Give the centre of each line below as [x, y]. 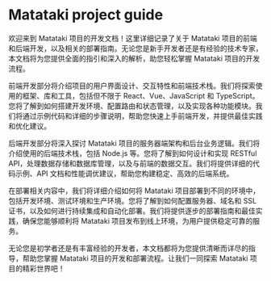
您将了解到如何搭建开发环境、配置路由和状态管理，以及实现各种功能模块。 [132, 106]
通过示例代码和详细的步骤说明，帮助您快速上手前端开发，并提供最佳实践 [142, 115]
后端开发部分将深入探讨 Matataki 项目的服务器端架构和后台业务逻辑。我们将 [134, 143]
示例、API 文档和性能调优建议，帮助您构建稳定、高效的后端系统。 [124, 173]
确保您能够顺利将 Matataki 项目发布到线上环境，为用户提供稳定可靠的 [138, 220]
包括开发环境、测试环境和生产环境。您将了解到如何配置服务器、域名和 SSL [132, 200]
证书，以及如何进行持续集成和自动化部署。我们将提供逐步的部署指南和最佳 [132, 211]
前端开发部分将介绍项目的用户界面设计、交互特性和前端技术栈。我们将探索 [132, 86]
